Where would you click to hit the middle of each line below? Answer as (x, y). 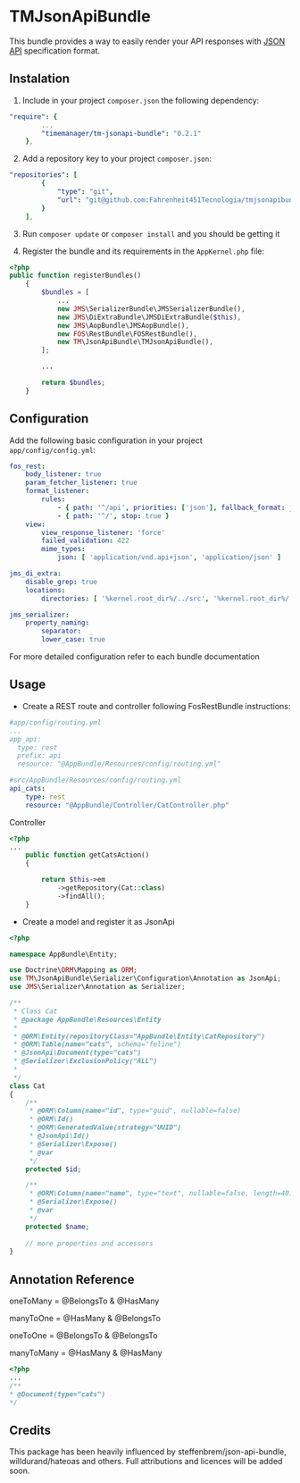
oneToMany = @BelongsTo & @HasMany (84, 1301)
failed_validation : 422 (85, 541)
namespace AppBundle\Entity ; (63, 954)
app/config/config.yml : (53, 449)
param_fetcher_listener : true (82, 483)
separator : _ (67, 632)
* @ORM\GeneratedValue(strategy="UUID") (105, 1127)
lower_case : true (73, 640)
